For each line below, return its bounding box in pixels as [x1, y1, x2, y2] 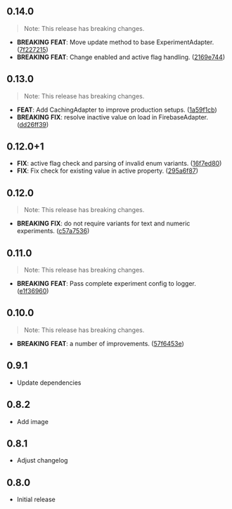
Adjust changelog [16, 456, 68, 465]
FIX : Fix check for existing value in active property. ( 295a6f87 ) [16, 166, 198, 175]
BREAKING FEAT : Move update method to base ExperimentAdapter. [16, 38, 214, 46]
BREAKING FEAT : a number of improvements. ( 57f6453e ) [16, 339, 184, 348]
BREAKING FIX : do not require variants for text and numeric [16, 219, 191, 227]
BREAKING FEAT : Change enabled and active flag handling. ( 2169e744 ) [16, 53, 226, 61]
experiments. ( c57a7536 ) [16, 227, 90, 235]
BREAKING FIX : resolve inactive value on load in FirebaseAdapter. [16, 112, 209, 121]
